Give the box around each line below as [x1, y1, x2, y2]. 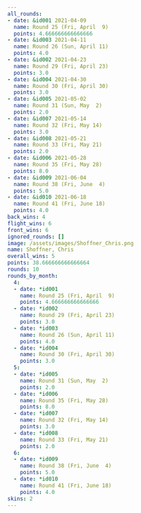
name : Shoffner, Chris [7, 246, 74, 254]
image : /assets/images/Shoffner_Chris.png [7, 240, 134, 247]
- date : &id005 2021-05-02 [7, 96, 87, 103]
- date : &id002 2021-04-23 [7, 56, 87, 63]
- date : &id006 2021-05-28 [7, 154, 87, 162]
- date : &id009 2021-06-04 [7, 174, 87, 181]
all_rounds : [7, 10, 42, 18]
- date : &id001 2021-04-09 [7, 17, 87, 24]
